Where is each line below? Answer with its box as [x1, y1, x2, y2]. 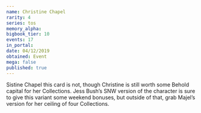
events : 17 [6, 37, 34, 43]
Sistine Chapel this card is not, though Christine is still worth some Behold [6, 81, 190, 88]
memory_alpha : [6, 25, 42, 32]
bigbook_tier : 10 [6, 31, 50, 37]
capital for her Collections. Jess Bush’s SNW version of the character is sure [6, 88, 196, 95]
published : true [6, 64, 47, 71]
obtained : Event [6, 53, 47, 60]
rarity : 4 [6, 14, 31, 20]
